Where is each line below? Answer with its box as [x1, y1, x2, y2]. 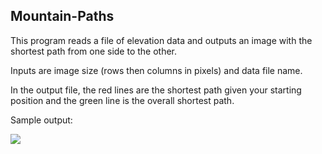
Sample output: [10, 114, 73, 126]
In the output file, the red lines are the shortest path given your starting [10, 84, 302, 96]
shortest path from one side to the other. [10, 45, 178, 57]
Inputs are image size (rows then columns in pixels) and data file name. [10, 64, 303, 76]
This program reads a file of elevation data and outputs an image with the [10, 34, 313, 46]
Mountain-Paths [10, 8, 115, 25]
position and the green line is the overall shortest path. [10, 94, 235, 106]
